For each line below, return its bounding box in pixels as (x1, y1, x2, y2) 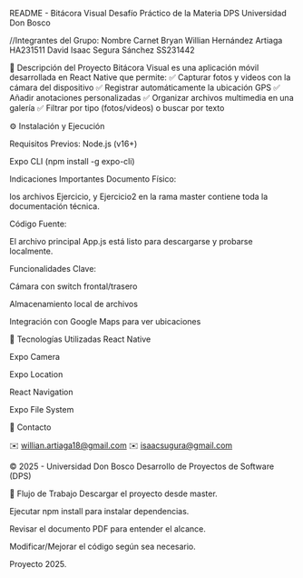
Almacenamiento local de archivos (9, 299, 139, 309)
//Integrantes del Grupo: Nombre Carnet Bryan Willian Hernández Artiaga (9, 35, 283, 45)
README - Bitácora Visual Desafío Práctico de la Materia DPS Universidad (9, 8, 288, 18)
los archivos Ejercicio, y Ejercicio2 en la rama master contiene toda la (9, 191, 269, 202)
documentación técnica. (9, 201, 100, 212)
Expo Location (9, 369, 64, 380)
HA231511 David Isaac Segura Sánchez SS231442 (9, 45, 195, 55)
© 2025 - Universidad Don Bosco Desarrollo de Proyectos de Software (9, 461, 275, 472)
